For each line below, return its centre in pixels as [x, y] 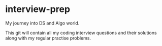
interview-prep [38, 9]
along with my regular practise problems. [48, 38]
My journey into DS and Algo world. [42, 23]
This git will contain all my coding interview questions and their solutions [81, 32]
